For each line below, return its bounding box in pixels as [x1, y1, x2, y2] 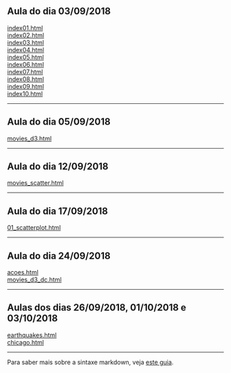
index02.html [7, 31, 45, 39]
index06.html [7, 60, 45, 68]
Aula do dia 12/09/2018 [7, 161, 109, 173]
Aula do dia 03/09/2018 [7, 6, 111, 17]
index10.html [7, 89, 43, 98]
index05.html [7, 53, 45, 61]
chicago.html [7, 338, 45, 346]
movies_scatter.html [7, 179, 64, 187]
